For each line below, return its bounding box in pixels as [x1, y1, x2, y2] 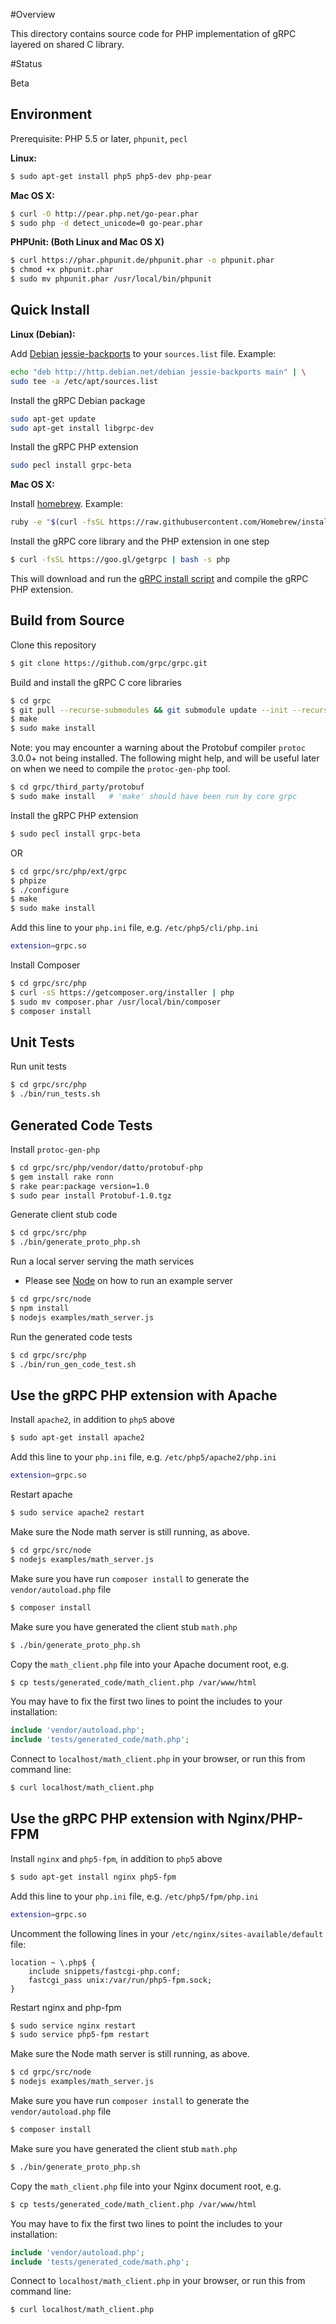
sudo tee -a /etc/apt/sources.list [10, 376, 159, 386]
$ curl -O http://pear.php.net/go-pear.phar [10, 209, 199, 219]
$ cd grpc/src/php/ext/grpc [10, 866, 128, 876]
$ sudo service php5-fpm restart [10, 2030, 150, 2040]
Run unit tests [10, 1060, 67, 1073]
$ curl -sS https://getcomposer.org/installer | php [10, 987, 235, 998]
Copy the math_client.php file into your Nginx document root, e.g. [10, 2180, 282, 2192]
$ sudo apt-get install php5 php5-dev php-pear [10, 171, 213, 181]
